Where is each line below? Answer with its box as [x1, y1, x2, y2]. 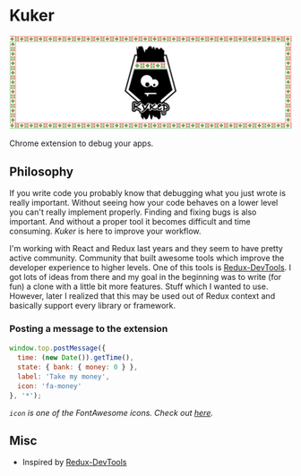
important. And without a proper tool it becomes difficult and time [9, 217, 251, 227]
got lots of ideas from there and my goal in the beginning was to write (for [9, 272, 282, 283]
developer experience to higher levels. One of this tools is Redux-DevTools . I [9, 262, 292, 273]
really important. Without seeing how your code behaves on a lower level [9, 198, 279, 208]
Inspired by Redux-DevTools [21, 457, 127, 468]
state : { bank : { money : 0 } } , [17, 363, 139, 372]
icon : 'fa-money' [17, 381, 82, 390]
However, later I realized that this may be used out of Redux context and [9, 291, 276, 302]
